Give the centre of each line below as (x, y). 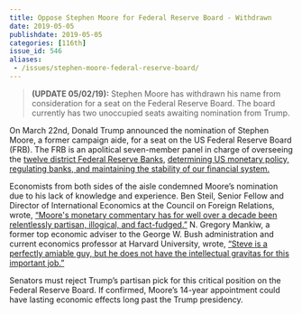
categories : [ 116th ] (48, 43)
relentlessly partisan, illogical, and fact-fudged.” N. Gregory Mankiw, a (140, 224)
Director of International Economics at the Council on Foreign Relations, (142, 205)
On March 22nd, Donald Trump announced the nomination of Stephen (139, 130)
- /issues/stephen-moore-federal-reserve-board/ (106, 69)
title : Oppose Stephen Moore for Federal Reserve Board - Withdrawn (141, 18)
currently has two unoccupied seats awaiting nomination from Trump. (160, 113)
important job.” (37, 263)
